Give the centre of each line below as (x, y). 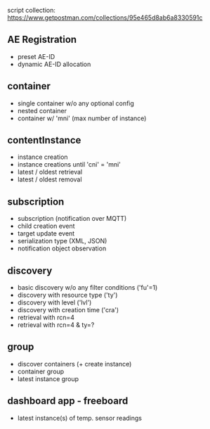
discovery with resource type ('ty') (67, 295)
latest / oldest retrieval (50, 172)
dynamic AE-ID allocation (54, 64)
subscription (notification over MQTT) (72, 219)
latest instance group (48, 378)
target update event (46, 233)
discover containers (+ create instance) (74, 364)
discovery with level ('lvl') (54, 302)
